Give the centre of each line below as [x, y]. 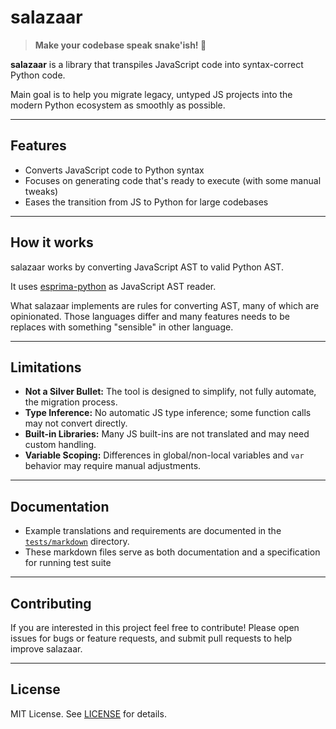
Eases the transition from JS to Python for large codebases [146, 202]
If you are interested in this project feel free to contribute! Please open [155, 627]
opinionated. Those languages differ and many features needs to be [150, 316]
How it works [52, 242]
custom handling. [60, 445]
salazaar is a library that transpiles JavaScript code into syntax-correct [157, 64]
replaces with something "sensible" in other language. [122, 327]
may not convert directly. [76, 423]
